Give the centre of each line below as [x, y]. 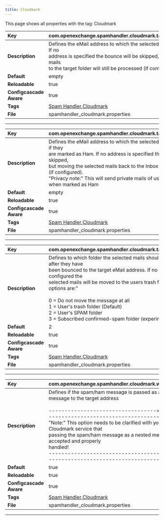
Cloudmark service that [75, 429]
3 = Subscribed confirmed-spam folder [94, 319]
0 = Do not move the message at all [89, 300]
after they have [66, 263]
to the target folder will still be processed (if [99, 68]
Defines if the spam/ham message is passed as [103, 392]
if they [56, 148]
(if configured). [66, 172]
